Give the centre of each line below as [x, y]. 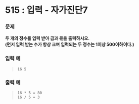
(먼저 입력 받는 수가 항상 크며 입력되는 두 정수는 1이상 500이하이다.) [70, 44]
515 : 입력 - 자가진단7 [46, 10]
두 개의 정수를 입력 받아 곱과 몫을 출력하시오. [47, 38]
